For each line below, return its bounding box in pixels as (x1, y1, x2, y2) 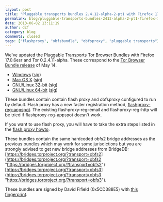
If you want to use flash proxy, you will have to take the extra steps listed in (5, 121, 155, 127)
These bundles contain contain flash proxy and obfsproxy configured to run (5, 96, 156, 102)
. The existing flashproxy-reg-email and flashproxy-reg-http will (30, 107, 157, 112)
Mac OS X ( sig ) (12, 77, 43, 82)
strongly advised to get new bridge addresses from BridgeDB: (5, 146, 129, 152)
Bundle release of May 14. (5, 62, 57, 68)
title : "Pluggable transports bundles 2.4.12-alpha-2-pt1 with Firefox (5, 12, 153, 16)
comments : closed (5, 34, 40, 39)
